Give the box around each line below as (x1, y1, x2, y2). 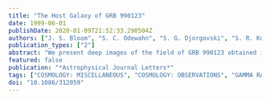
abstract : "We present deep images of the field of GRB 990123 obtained (8, 49, 257, 57)
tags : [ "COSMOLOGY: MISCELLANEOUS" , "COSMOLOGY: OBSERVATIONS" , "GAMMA (8, 71, 253, 79)
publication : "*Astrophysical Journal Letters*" (8, 64, 174, 72)
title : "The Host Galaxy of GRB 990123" (8, 11, 146, 20)
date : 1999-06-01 (8, 19, 67, 27)
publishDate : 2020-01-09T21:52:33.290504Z (8, 26, 153, 34)
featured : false (8, 57, 63, 65)
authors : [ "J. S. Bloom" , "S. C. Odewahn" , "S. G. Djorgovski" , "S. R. (8, 34, 253, 42)
